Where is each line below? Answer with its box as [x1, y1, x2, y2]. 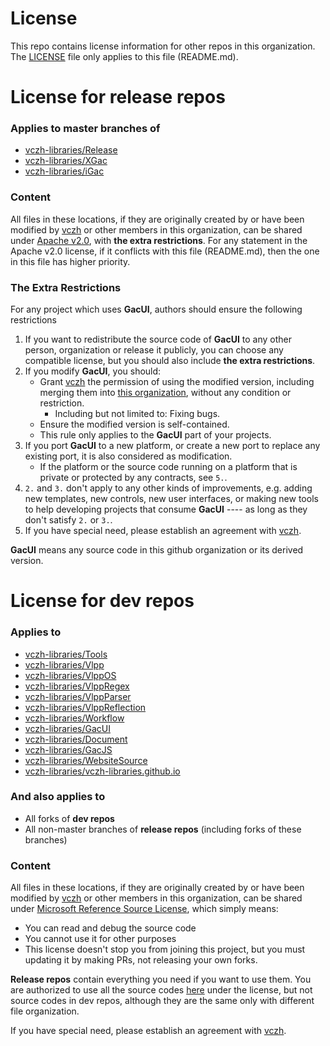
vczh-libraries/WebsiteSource [24, 754, 148, 766]
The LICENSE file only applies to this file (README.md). [10, 50, 239, 62]
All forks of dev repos [24, 812, 115, 824]
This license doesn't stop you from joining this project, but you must [24, 943, 306, 956]
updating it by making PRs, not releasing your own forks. [24, 954, 258, 966]
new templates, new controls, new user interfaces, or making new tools [24, 493, 319, 505]
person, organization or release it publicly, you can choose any [24, 344, 284, 356]
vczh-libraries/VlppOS [24, 669, 117, 681]
